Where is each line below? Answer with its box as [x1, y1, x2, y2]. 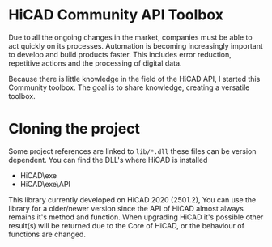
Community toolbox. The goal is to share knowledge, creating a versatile [8, 83, 250, 92]
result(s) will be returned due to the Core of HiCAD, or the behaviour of [8, 220, 245, 230]
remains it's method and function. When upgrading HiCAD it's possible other [8, 212, 264, 222]
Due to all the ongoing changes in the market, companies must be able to [8, 32, 253, 42]
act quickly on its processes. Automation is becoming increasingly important [8, 40, 263, 50]
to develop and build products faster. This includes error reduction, [8, 49, 232, 59]
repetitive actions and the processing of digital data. [8, 58, 182, 68]
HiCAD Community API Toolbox [8, 6, 224, 24]
